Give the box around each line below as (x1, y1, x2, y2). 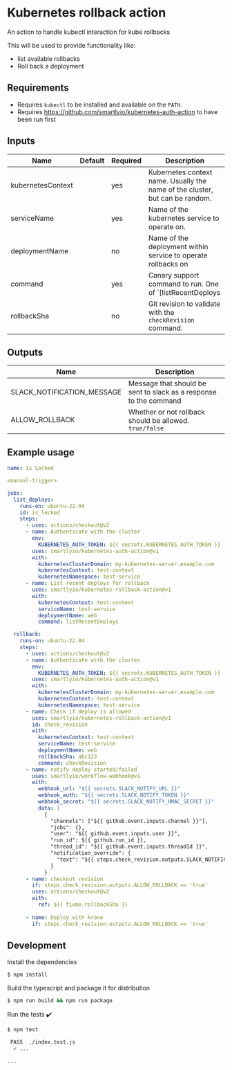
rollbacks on (148, 259, 188, 269)
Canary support (148, 270, 200, 280)
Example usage (7, 446, 75, 458)
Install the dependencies (7, 958, 77, 966)
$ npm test (7, 1026, 39, 1033)
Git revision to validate (148, 299, 221, 309)
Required (111, 156, 142, 165)
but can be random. (148, 193, 212, 203)
